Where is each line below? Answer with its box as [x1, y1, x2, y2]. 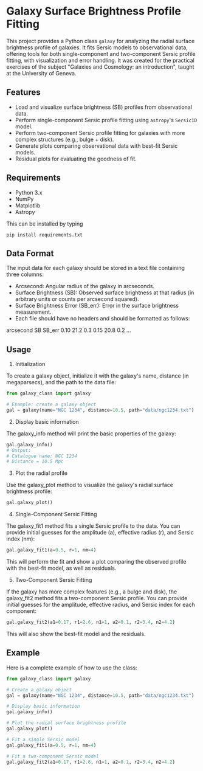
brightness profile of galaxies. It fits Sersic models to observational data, [6, 44, 188, 51]
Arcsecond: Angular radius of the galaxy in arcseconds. [15, 283, 155, 290]
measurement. [15, 308, 52, 316]
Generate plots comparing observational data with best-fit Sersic [15, 142, 178, 150]
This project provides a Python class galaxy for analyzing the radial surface [6, 37, 195, 44]
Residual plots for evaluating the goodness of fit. [15, 155, 137, 162]
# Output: [6, 447, 32, 454]
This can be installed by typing [6, 220, 83, 227]
